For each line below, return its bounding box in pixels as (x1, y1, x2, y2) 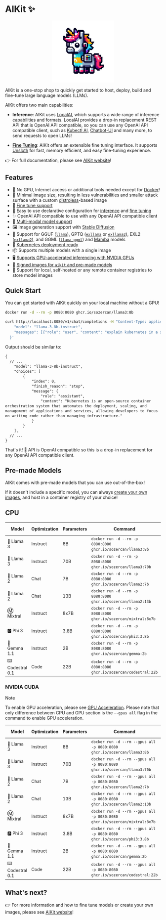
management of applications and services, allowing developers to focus (5, 408, 158, 413)
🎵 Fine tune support (12, 202, 53, 208)
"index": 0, (31, 379, 56, 384)
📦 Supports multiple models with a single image (12, 247, 111, 253)
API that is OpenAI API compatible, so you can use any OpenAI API (12, 122, 148, 128)
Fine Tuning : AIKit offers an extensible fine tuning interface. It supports (12, 142, 158, 148)
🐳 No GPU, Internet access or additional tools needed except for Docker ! (12, 186, 160, 192)
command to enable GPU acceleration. (5, 715, 84, 721)
